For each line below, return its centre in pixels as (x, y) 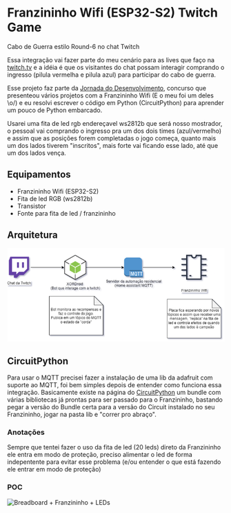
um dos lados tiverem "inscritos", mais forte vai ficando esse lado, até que (113, 145)
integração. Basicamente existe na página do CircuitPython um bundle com (114, 392)
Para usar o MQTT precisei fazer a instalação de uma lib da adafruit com (110, 377)
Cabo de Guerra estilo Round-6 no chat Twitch (73, 46)
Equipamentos (39, 175)
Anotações (26, 432)
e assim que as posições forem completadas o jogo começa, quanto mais (112, 138)
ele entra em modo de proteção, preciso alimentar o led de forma (100, 455)
